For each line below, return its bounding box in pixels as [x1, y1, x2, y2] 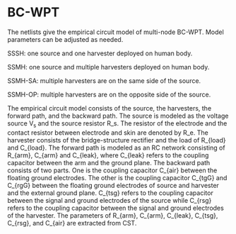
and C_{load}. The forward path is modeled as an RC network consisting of [7, 143, 225, 152]
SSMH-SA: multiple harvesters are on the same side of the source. [7, 76, 201, 85]
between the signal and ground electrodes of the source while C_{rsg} [7, 196, 212, 204]
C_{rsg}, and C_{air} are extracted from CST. [7, 218, 137, 227]
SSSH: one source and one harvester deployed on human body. [7, 49, 193, 57]
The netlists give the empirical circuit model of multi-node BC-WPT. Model [7, 28, 224, 36]
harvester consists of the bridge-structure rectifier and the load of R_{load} [7, 135, 226, 144]
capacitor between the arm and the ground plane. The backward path [7, 158, 211, 167]
